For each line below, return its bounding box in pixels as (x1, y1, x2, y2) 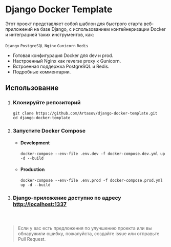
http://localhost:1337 (12, 200, 67, 207)
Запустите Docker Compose (12, 127, 86, 134)
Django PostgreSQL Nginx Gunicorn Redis (5, 43, 89, 48)
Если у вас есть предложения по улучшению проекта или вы (17, 225, 152, 232)
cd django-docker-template (12, 115, 71, 120)
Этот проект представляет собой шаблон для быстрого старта (5, 21, 143, 27)
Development (20, 140, 50, 146)
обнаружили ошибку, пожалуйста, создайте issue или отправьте (17, 231, 160, 237)
